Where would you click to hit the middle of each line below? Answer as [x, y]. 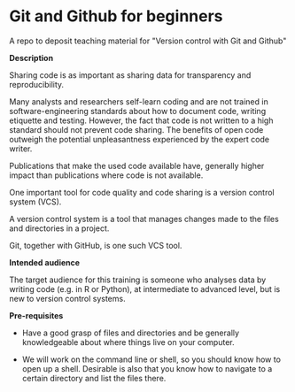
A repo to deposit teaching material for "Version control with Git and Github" [148, 41]
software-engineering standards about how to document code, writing [138, 111]
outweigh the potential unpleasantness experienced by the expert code [140, 139]
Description [31, 58]
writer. [21, 149]
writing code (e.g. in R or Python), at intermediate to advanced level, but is [145, 288]
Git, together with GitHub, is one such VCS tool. [96, 245]
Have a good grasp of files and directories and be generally [131, 333]
